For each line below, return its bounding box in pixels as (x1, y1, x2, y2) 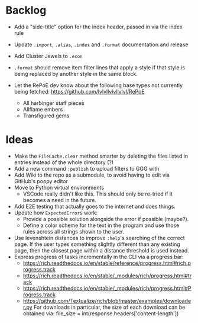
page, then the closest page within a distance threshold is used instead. (14, 247, 190, 254)
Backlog (5, 4, 47, 17)
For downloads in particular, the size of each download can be (34, 303, 186, 311)
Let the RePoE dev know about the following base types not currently (14, 81, 183, 89)
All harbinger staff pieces (22, 99, 85, 107)
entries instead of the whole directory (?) (14, 158, 114, 166)
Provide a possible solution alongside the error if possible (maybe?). (22, 215, 189, 222)
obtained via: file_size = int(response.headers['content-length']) (22, 309, 179, 317)
